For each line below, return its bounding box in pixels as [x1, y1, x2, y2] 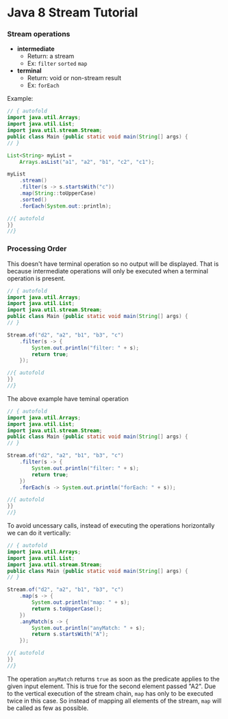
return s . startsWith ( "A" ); [31, 631, 109, 638]
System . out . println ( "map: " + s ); [31, 599, 130, 606]
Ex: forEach [27, 81, 60, 90]
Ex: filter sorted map [27, 60, 88, 68]
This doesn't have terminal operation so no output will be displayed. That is [7, 259, 219, 268]
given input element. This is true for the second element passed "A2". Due [7, 682, 216, 690]
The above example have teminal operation [7, 394, 129, 402]
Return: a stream [27, 52, 75, 60]
